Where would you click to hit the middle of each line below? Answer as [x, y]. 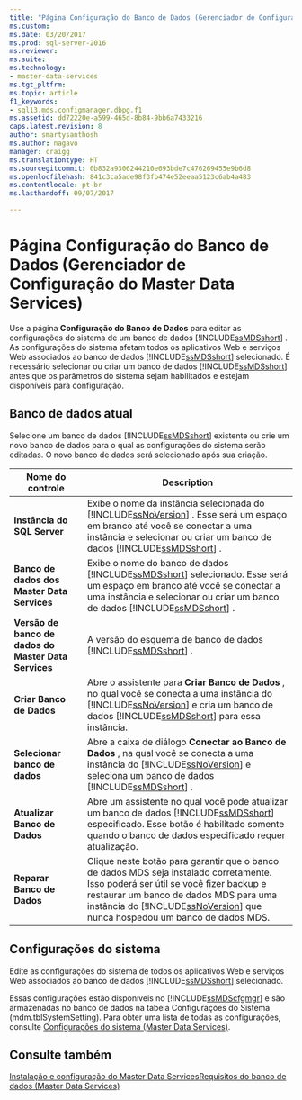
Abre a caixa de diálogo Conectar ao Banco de [187, 742]
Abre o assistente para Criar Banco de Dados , [186, 682]
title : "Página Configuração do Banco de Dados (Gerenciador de [132, 18]
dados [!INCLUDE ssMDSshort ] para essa [173, 716]
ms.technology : [38, 68]
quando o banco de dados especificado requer [186, 835]
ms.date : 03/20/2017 [48, 34]
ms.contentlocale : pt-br [56, 185]
